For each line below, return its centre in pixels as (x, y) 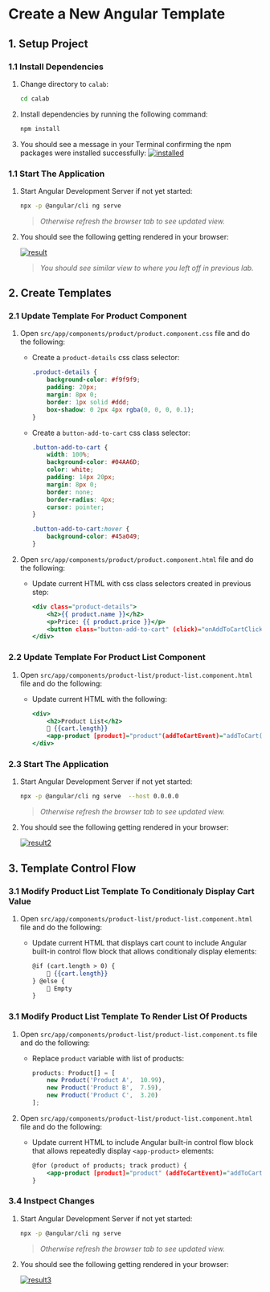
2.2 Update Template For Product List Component (107, 658)
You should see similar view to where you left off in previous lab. (147, 268)
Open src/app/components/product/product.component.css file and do (135, 334)
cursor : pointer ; (76, 507)
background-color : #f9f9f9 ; (94, 380)
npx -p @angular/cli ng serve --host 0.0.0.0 (99, 797)
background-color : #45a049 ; (94, 537)
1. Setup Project (48, 44)
